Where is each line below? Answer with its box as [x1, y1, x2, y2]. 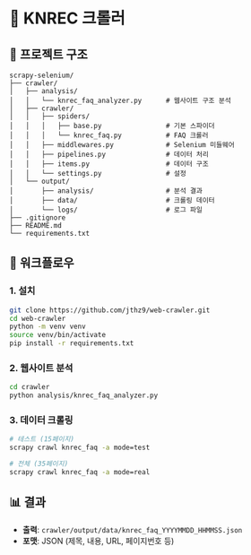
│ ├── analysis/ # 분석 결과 [9, 186, 203, 195]
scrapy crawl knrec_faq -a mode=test [9, 443, 151, 453]
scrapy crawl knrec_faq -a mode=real [9, 468, 151, 477]
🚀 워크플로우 [9, 256, 74, 271]
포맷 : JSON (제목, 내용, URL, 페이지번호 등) [22, 535, 175, 546]
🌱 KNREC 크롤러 [9, 8, 125, 29]
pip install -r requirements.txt [9, 339, 134, 348]
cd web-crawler [9, 314, 66, 323]
